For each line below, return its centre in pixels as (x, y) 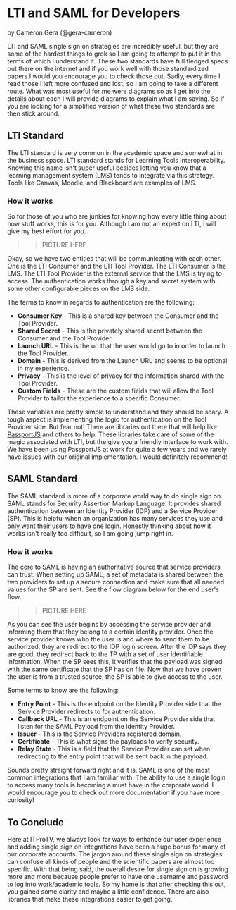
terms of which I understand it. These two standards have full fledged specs (118, 61)
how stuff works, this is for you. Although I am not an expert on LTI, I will (112, 224)
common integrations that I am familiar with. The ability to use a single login (117, 777)
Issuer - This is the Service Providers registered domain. (99, 734)
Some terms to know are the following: (63, 690)
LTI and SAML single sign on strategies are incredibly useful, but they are (113, 46)
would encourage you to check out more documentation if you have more (113, 793)
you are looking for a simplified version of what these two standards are (111, 106)
